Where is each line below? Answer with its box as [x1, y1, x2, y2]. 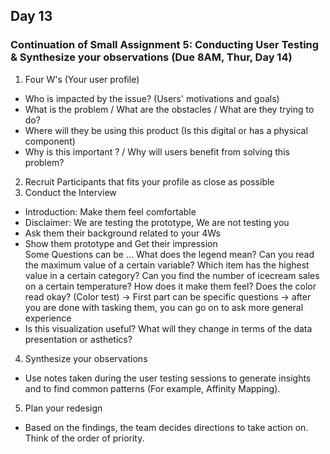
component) [24, 135, 76, 147]
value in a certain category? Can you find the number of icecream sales [24, 269, 320, 281]
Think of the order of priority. [24, 432, 145, 444]
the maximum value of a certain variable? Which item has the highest [24, 259, 310, 271]
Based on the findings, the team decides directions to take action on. [24, 421, 309, 433]
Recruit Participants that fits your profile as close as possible [24, 175, 275, 188]
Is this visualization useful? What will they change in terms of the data [24, 322, 313, 334]
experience [24, 312, 72, 324]
